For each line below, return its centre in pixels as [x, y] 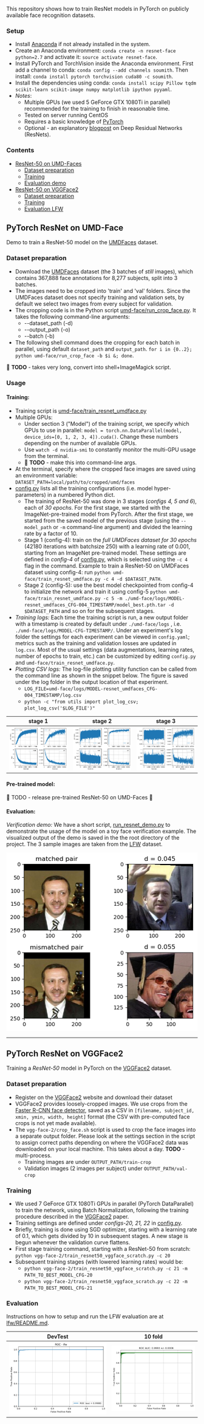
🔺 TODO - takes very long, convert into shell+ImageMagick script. [89, 367]
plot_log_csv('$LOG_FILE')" [59, 708]
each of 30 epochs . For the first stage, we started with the [97, 507]
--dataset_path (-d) [48, 323]
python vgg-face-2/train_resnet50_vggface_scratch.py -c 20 [93, 1256]
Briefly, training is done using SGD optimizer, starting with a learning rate [106, 1229]
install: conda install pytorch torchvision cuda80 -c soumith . [94, 77]
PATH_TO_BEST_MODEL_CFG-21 [58, 1288]
